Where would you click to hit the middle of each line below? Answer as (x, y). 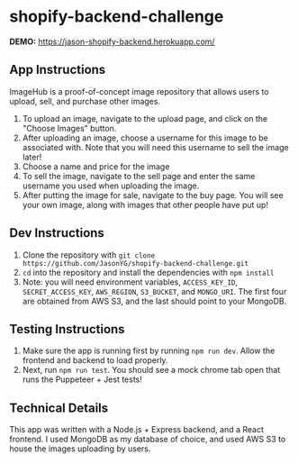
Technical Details (59, 408)
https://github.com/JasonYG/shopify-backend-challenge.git (135, 263)
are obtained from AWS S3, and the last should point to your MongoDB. (154, 301)
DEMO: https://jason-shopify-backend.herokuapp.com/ (112, 41)
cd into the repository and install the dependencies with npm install (148, 272)
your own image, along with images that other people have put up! (145, 204)
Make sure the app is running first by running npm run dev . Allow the (149, 351)
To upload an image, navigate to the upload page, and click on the (145, 118)
